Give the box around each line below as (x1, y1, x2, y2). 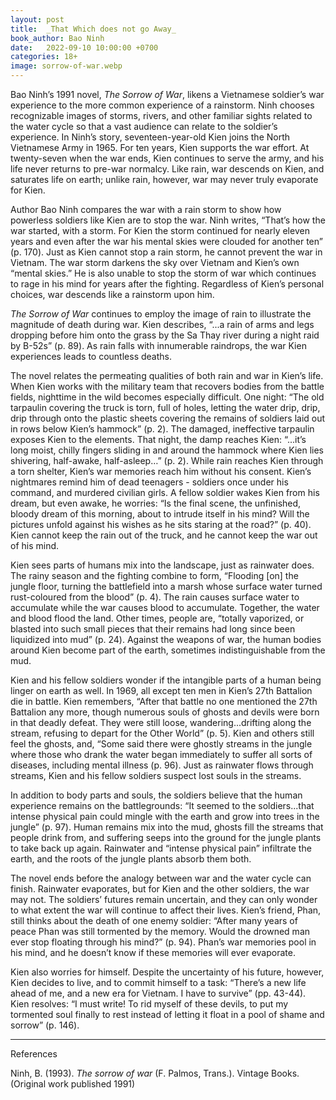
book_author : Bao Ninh (10, 33, 105, 43)
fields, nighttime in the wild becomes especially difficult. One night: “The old (10, 391, 325, 403)
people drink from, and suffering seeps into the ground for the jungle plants (10, 832, 322, 843)
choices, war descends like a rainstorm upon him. (10, 289, 215, 300)
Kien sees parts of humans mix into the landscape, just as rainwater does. (10, 559, 315, 571)
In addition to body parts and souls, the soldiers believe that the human (10, 789, 303, 801)
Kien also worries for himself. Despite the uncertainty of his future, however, (10, 966, 325, 978)
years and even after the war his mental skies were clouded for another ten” (10, 236, 323, 247)
